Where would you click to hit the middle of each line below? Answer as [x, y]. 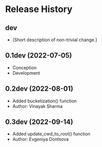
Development [26, 73]
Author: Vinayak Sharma [37, 106]
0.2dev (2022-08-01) [39, 89]
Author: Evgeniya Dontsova [40, 139]
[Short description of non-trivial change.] [55, 40]
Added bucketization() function [44, 101]
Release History [39, 9]
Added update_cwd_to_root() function [51, 134]
